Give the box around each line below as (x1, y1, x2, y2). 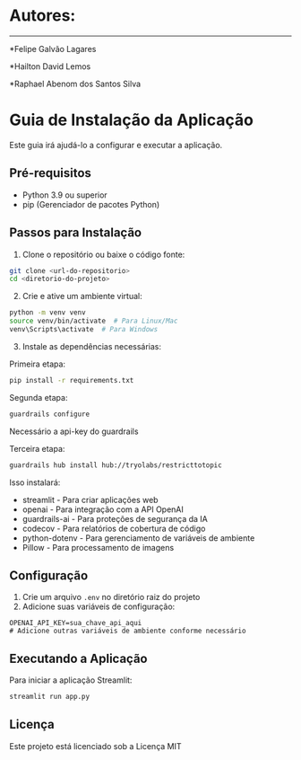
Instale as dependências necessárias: (21, 340, 162, 351)
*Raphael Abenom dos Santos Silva (9, 78, 142, 89)
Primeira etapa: (9, 358, 65, 369)
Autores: (9, 5, 76, 26)
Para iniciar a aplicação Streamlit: (9, 675, 133, 685)
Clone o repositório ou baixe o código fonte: (21, 249, 185, 260)
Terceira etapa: (9, 443, 65, 454)
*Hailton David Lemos (9, 60, 91, 72)
